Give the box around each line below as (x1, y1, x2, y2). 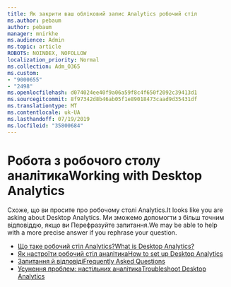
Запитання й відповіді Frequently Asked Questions (17, 257, 166, 266)
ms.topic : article (7, 43, 61, 50)
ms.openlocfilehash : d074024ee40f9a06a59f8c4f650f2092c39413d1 (7, 89, 198, 96)
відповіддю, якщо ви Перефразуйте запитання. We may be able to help (7, 221, 218, 230)
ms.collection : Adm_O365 (7, 63, 81, 70)
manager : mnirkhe (7, 30, 59, 37)
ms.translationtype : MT (7, 102, 78, 110)
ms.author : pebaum (7, 17, 61, 24)
